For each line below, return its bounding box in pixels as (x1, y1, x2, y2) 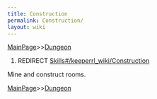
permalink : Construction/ (7, 17, 83, 24)
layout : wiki (7, 23, 46, 30)
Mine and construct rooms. (7, 70, 86, 78)
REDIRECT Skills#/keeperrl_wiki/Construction (17, 57, 150, 65)
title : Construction (7, 10, 69, 18)
